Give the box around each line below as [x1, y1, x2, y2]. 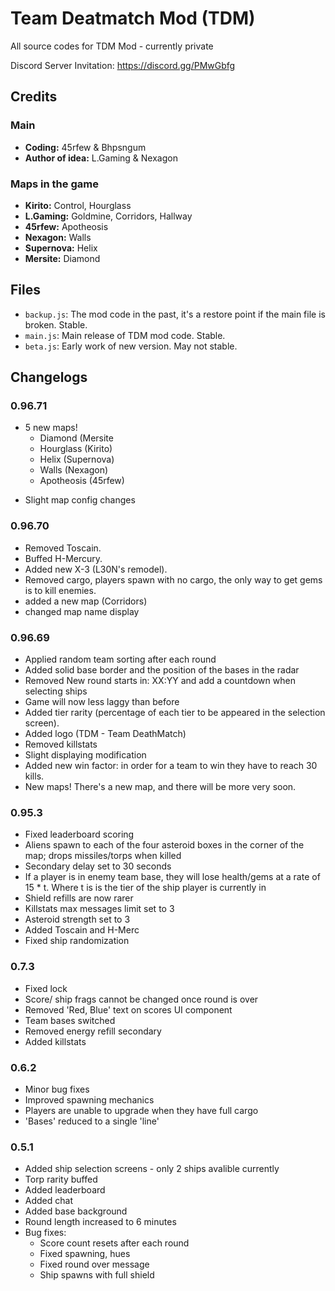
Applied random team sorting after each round [24, 653, 217, 666]
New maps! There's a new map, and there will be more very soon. [24, 781, 297, 793]
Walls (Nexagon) [39, 464, 109, 476]
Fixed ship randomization [24, 935, 130, 947]
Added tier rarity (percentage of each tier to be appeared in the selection [24, 707, 326, 719]
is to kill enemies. [24, 584, 97, 596]
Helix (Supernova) [39, 453, 115, 466]
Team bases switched [24, 1014, 116, 1026]
